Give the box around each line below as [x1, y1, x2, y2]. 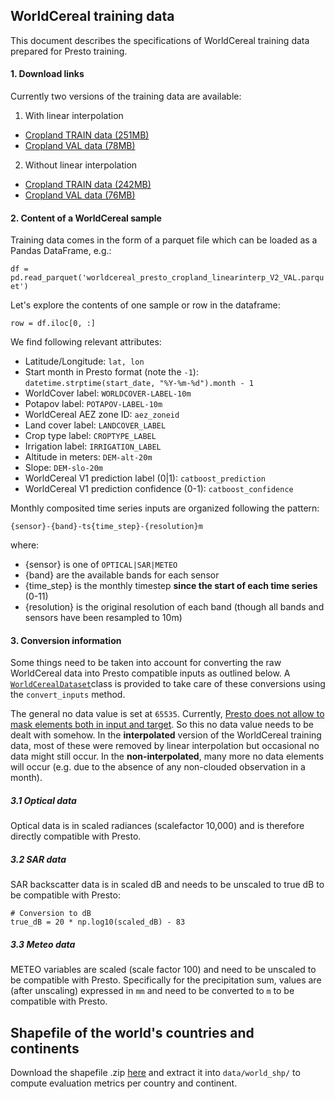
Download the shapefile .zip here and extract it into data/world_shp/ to [10, 1067, 301, 1079]
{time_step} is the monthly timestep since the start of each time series [24, 580, 318, 592]
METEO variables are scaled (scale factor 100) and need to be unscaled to [10, 964, 317, 976]
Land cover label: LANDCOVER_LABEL [24, 419, 167, 431]
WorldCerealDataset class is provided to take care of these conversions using [10, 678, 326, 690]
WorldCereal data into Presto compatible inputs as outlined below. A [10, 667, 291, 679]
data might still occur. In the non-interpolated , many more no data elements [10, 750, 325, 763]
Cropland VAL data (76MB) [24, 189, 136, 201]
